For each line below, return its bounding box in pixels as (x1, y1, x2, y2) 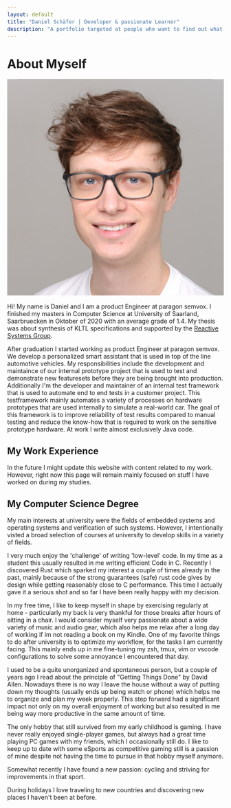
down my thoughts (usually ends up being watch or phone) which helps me (7, 687, 221, 695)
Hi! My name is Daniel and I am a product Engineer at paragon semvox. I (7, 302, 212, 311)
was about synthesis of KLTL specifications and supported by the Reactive (7, 324, 219, 333)
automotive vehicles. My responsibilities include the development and (7, 359, 205, 368)
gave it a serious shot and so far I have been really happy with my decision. (7, 587, 221, 596)
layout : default (7, 11, 54, 18)
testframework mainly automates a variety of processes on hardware (7, 396, 203, 405)
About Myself (7, 56, 87, 71)
